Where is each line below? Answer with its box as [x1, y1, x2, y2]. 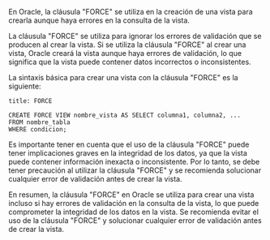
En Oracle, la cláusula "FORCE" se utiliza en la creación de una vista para [8, 7, 253, 16]
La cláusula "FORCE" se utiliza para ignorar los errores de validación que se [8, 32, 262, 41]
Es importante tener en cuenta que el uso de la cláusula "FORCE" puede [8, 139, 250, 149]
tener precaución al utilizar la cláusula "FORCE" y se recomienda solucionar [8, 165, 262, 175]
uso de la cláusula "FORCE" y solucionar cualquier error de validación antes [8, 216, 262, 225]
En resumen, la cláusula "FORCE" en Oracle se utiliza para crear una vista [8, 190, 255, 199]
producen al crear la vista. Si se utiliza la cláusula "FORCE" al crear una [8, 40, 246, 49]
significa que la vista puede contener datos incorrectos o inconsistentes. [8, 57, 251, 66]
